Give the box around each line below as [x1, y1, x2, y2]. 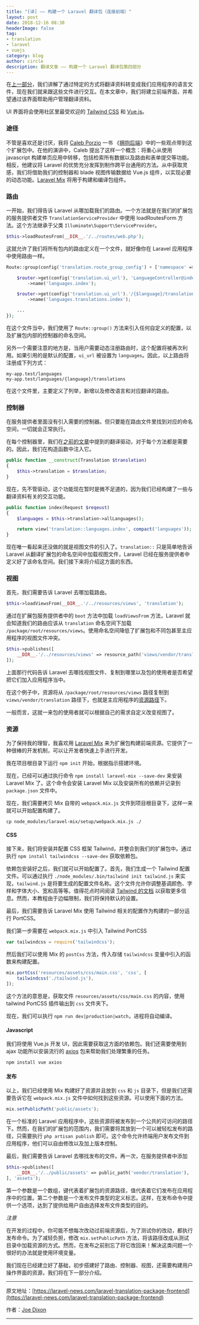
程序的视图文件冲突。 [11, 635, 63, 642]
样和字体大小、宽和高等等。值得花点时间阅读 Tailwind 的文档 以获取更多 [6, 887, 182, 895]
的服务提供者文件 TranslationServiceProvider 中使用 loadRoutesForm [6, 214, 176, 221]
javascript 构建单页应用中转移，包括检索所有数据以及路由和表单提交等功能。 [6, 153, 192, 161]
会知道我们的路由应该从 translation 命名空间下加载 [6, 620, 132, 627]
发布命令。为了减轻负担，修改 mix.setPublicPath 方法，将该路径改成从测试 [6, 1234, 190, 1241]
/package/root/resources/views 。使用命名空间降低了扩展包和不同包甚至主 [6, 627, 187, 634]
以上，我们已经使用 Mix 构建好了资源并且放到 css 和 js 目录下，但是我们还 [6, 1087, 188, 1094]
